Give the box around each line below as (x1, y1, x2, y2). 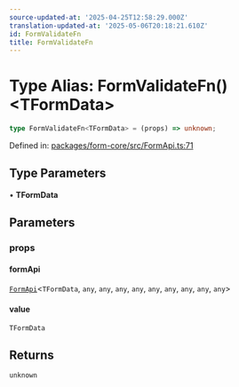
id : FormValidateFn (9, 29, 82, 38)
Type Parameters (9, 166, 107, 181)
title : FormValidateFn (9, 37, 93, 47)
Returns (9, 347, 55, 362)
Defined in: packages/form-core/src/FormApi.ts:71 (9, 140, 194, 151)
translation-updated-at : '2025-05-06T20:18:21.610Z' (9, 21, 209, 30)
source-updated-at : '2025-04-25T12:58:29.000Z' (9, 12, 189, 22)
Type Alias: (9, 76, 95, 96)
